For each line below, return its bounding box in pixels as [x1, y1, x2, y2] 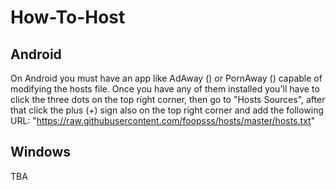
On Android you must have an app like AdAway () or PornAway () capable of [10, 72, 323, 84]
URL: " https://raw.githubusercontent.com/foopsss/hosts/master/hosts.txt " [10, 115, 316, 126]
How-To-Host [10, 6, 126, 29]
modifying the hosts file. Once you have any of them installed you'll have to [10, 83, 320, 95]
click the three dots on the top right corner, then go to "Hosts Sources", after [10, 94, 326, 105]
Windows [10, 144, 71, 161]
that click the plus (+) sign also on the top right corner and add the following [10, 104, 325, 116]
